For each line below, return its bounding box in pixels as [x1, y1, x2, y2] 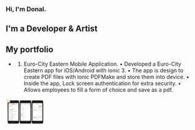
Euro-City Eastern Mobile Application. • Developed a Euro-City [23, 60, 182, 68]
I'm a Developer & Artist [5, 24, 98, 34]
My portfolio [5, 44, 54, 55]
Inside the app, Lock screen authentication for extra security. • [23, 80, 182, 87]
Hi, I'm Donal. [5, 5, 46, 13]
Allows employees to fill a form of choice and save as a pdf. [23, 86, 174, 94]
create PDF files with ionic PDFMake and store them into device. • [23, 74, 190, 81]
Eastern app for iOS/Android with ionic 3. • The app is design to [23, 67, 183, 74]
